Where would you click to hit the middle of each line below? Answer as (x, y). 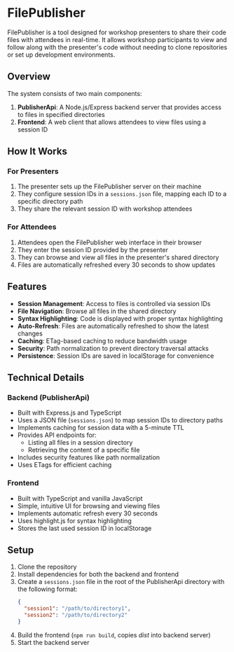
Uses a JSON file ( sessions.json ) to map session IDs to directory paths (120, 420)
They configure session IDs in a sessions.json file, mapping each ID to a (122, 194)
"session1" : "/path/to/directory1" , (77, 609)
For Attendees (32, 227)
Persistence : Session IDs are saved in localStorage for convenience (116, 356)
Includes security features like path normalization (89, 457)
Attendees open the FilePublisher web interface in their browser (109, 242)
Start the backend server (53, 642)
